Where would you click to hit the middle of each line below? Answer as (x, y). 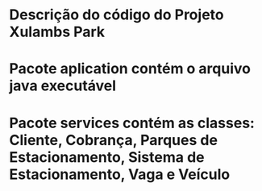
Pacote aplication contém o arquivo (130, 69)
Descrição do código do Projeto (116, 15)
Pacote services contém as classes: (132, 123)
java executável (62, 86)
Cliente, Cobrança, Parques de (114, 140)
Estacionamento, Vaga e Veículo (120, 174)
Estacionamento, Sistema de (107, 157)
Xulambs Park (57, 32)
